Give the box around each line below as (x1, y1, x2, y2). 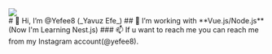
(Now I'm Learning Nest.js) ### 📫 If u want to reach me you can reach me (8, 25, 259, 35)
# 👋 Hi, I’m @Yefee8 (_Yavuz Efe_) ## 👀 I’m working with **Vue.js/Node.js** (8, 16, 265, 25)
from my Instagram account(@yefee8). (8, 36, 139, 46)
